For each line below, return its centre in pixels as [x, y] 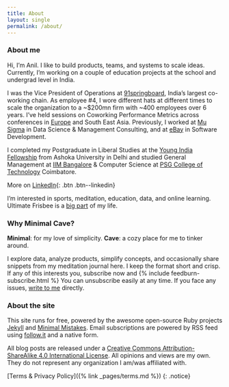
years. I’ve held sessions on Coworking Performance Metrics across [103, 114]
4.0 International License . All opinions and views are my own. [124, 355]
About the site [31, 305]
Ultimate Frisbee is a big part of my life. [63, 205]
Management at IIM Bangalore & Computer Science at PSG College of [105, 164]
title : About [26, 13]
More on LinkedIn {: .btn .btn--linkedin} [61, 185]
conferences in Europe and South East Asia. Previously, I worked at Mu [107, 122]
